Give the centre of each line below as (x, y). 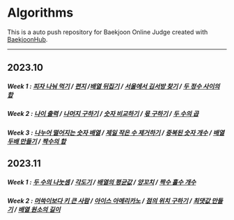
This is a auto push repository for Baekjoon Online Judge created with (108, 32)
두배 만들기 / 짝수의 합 (37, 141)
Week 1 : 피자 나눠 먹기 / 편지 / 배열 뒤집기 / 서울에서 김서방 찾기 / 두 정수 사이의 (114, 86)
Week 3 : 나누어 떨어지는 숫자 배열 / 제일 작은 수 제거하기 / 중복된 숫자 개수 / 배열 (116, 133)
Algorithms (40, 13)
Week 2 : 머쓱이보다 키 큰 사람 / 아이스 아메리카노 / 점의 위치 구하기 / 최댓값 (109, 201)
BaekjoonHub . (28, 39)
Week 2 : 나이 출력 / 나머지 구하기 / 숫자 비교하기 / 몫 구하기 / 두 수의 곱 (103, 114)
